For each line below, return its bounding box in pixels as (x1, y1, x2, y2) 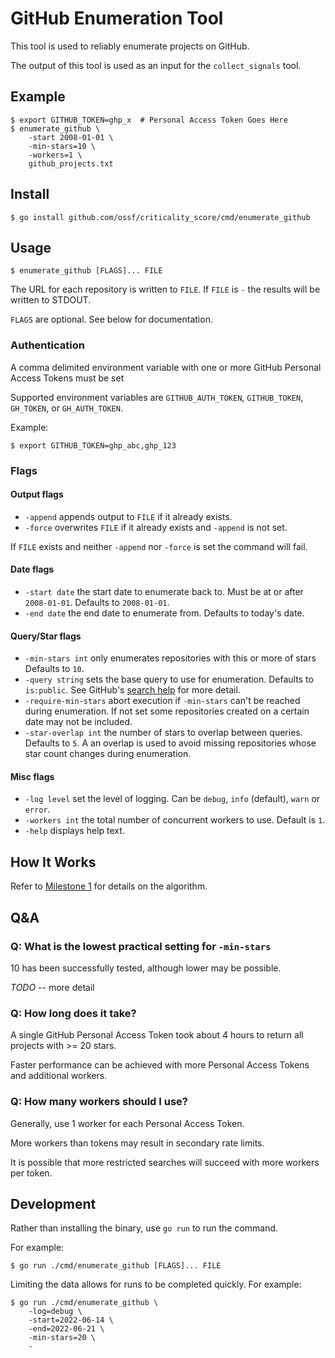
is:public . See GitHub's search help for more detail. (24, 684, 241, 696)
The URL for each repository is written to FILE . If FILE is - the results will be (10, 283, 321, 296)
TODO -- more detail (10, 981, 95, 993)
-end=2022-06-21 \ (28, 1324, 105, 1334)
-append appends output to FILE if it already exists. (24, 510, 233, 522)
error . (24, 803, 51, 816)
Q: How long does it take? (10, 1006, 137, 1020)
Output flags (10, 488, 64, 501)
